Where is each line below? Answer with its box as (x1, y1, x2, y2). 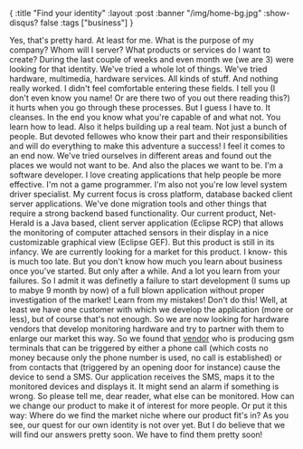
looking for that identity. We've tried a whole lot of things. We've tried (9, 63, 268, 74)
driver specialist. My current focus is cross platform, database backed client (9, 189, 293, 199)
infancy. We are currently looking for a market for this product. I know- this (9, 246, 288, 257)
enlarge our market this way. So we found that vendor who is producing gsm (9, 333, 295, 343)
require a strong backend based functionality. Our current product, (9, 208, 258, 218)
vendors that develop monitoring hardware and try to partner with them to (9, 323, 285, 334)
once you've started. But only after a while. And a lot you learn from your (9, 266, 280, 276)
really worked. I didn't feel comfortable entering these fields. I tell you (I (9, 83, 276, 93)
